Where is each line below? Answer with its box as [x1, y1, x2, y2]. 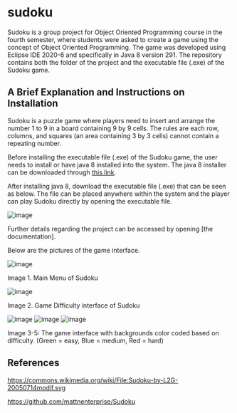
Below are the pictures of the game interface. [7, 246, 140, 254]
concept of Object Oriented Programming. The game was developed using [7, 43, 226, 51]
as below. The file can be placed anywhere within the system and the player [7, 189, 230, 198]
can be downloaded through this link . [7, 168, 117, 177]
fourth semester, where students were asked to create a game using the [7, 35, 218, 43]
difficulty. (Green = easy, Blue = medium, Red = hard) [7, 336, 164, 345]
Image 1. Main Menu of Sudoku [7, 273, 98, 282]
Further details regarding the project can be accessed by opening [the [7, 224, 214, 233]
